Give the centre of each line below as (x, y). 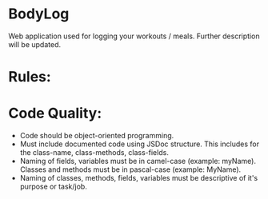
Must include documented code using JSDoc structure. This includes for (140, 144)
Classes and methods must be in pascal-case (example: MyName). (130, 169)
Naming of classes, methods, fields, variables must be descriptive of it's (139, 178)
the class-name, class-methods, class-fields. (94, 153)
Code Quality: (55, 113)
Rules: (30, 77)
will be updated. (35, 44)
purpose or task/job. (54, 187)
